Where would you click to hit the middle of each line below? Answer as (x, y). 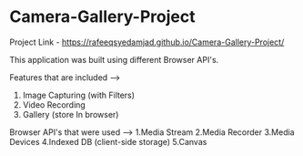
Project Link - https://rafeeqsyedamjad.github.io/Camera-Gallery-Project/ (147, 42)
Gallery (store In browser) (71, 114)
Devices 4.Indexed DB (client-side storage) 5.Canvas (108, 141)
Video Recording (54, 104)
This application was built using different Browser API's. (114, 59)
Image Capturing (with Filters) (78, 95)
